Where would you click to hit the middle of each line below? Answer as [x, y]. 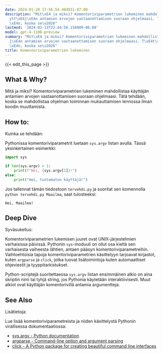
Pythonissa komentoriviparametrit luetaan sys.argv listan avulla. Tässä [75, 143]
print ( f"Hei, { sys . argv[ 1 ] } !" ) [45, 170]
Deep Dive [21, 218]
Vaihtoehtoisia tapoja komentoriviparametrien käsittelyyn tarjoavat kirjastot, [80, 255]
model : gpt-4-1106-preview [32, 32]
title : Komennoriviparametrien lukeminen [48, 50]
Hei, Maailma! [19, 203]
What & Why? [26, 79]
